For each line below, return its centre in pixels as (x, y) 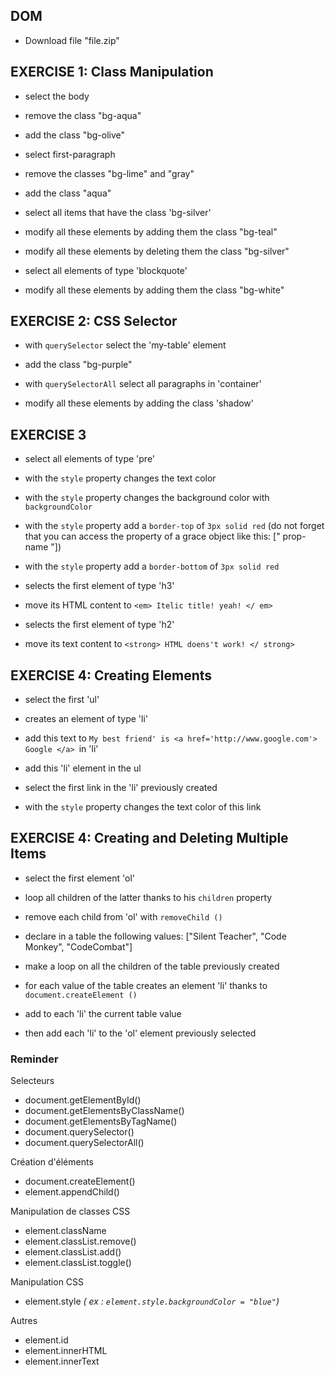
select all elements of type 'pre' (90, 459)
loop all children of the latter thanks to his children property (148, 897)
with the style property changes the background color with (147, 498)
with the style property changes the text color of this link (143, 807)
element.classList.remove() (80, 1241)
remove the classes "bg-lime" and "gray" (109, 173)
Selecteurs (32, 1081)
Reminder (34, 1059)
